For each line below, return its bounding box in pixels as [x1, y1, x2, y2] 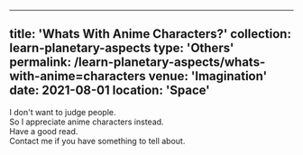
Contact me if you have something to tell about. [9, 135, 186, 146]
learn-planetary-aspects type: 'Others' [9, 41, 234, 56]
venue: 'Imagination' [148, 68, 268, 84]
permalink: [9, 55, 72, 70]
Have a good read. [9, 125, 78, 136]
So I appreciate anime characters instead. [9, 116, 164, 127]
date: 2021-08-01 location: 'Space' [9, 83, 210, 98]
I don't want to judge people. [9, 106, 116, 117]
